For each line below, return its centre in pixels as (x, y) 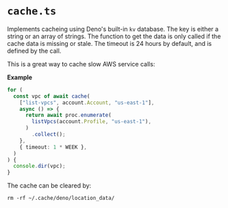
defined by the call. (34, 51)
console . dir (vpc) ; (40, 166)
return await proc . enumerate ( (68, 115)
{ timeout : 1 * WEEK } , (53, 147)
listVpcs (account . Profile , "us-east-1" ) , (92, 122)
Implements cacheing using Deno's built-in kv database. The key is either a (113, 29)
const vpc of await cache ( (52, 96)
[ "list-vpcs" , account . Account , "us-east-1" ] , (87, 103)
